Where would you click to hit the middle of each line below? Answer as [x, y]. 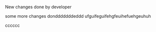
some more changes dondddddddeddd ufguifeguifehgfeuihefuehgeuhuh [78, 16]
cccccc [12, 25]
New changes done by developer [38, 7]
